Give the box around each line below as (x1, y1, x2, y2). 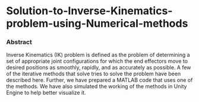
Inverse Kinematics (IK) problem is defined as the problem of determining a (6, 52, 190, 59)
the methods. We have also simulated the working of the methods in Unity (6, 83, 187, 90)
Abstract (6, 38, 33, 46)
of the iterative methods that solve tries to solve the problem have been (6, 70, 181, 78)
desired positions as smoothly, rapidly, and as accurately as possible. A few (6, 64, 191, 71)
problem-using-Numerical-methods (6, 17, 188, 30)
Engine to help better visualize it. (6, 89, 86, 96)
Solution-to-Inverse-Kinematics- (6, 4, 173, 18)
